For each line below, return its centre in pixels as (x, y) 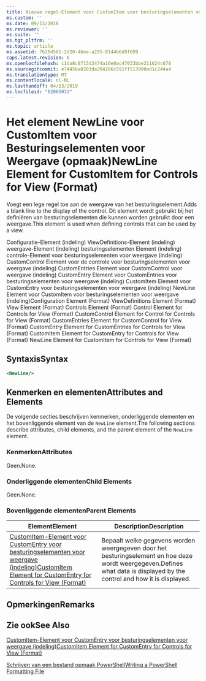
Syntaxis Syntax (37, 359)
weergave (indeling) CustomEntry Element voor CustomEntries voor (92, 275)
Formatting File (25, 671)
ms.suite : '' (23, 35)
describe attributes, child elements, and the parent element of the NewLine (100, 430)
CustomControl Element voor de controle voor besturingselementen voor (98, 262)
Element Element (52, 527)
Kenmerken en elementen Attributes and (85, 392)
